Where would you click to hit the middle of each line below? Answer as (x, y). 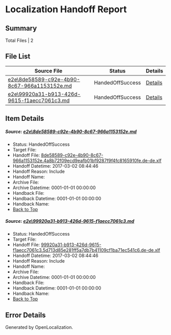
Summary (21, 28)
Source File (48, 71)
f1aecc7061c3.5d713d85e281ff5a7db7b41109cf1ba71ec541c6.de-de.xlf (86, 250)
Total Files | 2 (19, 40)
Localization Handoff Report (66, 9)
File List (18, 56)
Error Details (25, 315)
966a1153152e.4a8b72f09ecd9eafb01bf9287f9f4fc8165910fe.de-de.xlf (87, 161)
